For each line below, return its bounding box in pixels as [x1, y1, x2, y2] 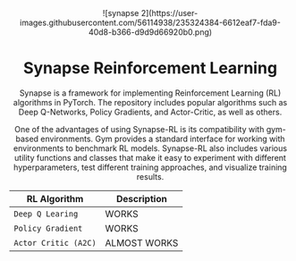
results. [136, 171, 165, 181]
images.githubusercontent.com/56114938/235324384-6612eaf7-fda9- [19, 17, 282, 28]
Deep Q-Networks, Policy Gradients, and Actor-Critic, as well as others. [18, 106, 283, 117]
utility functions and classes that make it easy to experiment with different [14, 152, 286, 163]
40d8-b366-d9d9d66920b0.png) [88, 27, 213, 38]
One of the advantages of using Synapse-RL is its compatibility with [14, 123, 265, 134]
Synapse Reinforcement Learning [22, 58, 278, 79]
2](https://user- [140, 8, 199, 18]
